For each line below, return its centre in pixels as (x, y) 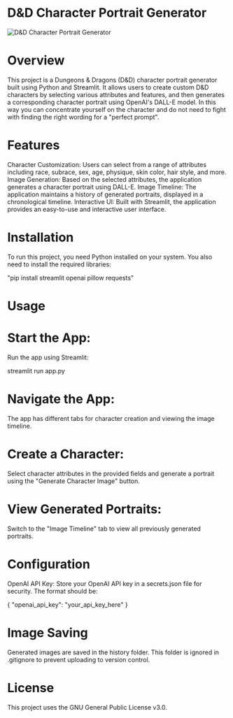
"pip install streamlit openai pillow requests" (71, 278)
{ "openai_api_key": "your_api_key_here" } (68, 604)
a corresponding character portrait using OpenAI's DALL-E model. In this (112, 102)
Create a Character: (66, 454)
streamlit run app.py (36, 371)
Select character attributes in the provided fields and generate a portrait (111, 473)
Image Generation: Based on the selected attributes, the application (105, 179)
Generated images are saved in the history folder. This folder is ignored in (113, 652)
